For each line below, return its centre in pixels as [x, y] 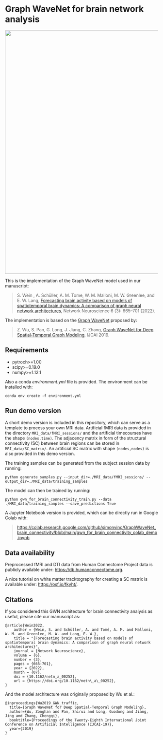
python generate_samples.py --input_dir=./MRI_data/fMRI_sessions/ [75, 477]
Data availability [30, 553]
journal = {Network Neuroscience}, [50, 651]
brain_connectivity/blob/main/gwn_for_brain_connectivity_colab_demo [87, 532]
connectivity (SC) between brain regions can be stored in [62, 443]
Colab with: [16, 518]
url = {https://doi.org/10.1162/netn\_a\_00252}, [65, 681]
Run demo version [33, 411]
